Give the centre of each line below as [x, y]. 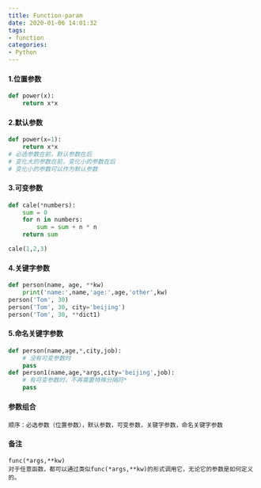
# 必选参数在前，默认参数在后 [50, 154]
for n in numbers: [53, 220]
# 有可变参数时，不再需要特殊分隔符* [75, 380]
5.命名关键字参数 [36, 334]
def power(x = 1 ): [35, 139]
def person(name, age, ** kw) [56, 285]
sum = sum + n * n [67, 227]
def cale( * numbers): [42, 205]
